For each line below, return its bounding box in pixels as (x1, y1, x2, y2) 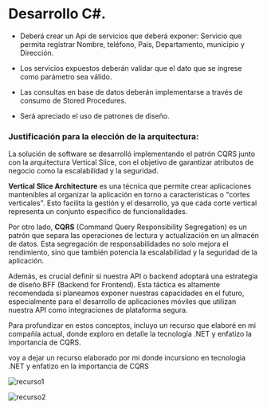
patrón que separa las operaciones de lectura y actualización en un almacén (8, 231, 259, 240)
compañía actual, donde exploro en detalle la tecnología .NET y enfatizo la (8, 329, 253, 339)
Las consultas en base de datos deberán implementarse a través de (19, 87, 243, 96)
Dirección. (19, 48, 54, 57)
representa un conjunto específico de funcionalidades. (8, 207, 188, 216)
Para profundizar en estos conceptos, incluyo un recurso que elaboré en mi (8, 321, 257, 330)
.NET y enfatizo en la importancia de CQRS (8, 361, 150, 371)
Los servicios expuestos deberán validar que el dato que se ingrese (19, 63, 242, 72)
